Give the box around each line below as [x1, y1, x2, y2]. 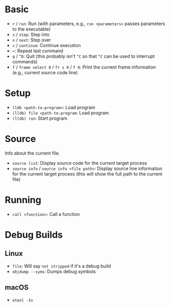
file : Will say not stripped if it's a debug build [12, 262, 111, 269]
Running [5, 194, 41, 206]
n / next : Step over [12, 37, 51, 43]
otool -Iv [12, 298, 34, 303]
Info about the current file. [5, 150, 60, 156]
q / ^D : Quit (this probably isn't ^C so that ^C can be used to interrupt [12, 53, 155, 59]
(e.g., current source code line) [12, 69, 78, 75]
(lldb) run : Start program [12, 115, 68, 121]
